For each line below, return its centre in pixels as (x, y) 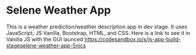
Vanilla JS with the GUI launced (45, 39)
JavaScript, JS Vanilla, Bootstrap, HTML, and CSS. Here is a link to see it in (98, 33)
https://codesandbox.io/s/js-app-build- (133, 39)
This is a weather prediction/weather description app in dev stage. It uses (97, 27)
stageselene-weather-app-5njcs (46, 46)
